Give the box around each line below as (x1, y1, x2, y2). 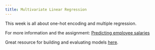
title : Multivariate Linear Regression (5, 7, 87, 12)
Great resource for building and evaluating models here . (5, 39, 119, 45)
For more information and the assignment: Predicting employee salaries (5, 30, 150, 35)
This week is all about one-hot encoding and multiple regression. (5, 20, 137, 26)
